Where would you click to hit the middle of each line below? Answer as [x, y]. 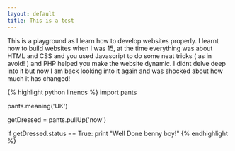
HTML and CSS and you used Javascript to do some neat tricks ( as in [110, 56]
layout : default [31, 14]
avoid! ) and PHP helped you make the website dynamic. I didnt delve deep [117, 63]
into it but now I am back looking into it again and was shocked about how [115, 71]
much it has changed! [39, 78]
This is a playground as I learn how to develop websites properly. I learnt [113, 40]
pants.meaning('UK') [38, 106]
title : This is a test [41, 21]
